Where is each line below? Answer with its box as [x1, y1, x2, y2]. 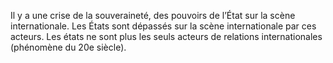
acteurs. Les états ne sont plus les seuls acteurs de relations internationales [10, 31, 323, 42]
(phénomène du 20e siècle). [10, 41, 127, 53]
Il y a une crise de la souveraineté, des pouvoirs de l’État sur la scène [10, 10, 296, 21]
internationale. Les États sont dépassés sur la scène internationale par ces [10, 20, 317, 32]
